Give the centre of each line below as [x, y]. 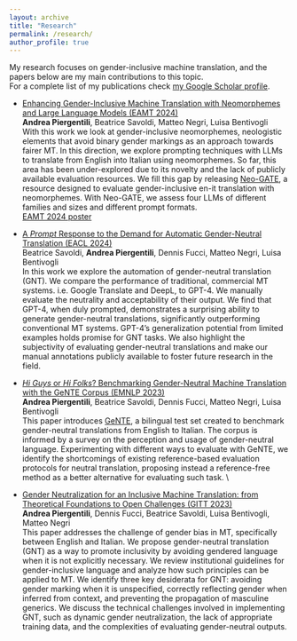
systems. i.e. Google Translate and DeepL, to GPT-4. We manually [142, 290]
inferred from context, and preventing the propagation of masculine [145, 598]
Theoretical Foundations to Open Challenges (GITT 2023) [127, 504]
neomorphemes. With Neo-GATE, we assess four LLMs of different [144, 198]
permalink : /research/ [51, 34]
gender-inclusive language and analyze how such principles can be [145, 570]
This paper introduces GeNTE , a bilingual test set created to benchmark [153, 421]
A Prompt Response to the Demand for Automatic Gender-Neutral [142, 234]
